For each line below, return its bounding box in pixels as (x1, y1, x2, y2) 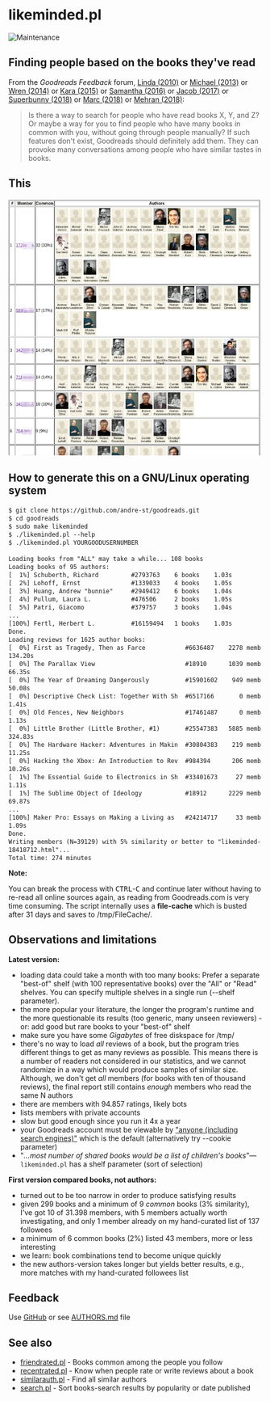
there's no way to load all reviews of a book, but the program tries (19, 1039, 239, 1049)
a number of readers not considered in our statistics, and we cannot (19, 1056, 246, 1066)
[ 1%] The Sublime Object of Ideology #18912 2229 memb (8, 789, 262, 797)
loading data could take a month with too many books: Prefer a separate (19, 970, 260, 980)
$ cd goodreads (8, 514, 60, 522)
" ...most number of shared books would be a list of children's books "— (19, 1150, 257, 1160)
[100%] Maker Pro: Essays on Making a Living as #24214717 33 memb (8, 813, 262, 821)
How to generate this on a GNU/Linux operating (8, 471, 250, 485)
